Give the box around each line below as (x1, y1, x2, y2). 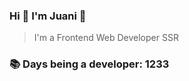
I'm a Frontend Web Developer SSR (33, 32, 179, 44)
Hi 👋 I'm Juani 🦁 (9, 9, 87, 23)
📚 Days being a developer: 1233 (9, 57, 170, 71)
